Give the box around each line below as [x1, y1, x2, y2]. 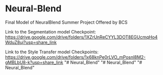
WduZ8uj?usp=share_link [5, 39, 57, 45]
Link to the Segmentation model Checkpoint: [5, 29, 96, 35]
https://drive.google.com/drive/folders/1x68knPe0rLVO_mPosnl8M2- [5, 54, 146, 60]
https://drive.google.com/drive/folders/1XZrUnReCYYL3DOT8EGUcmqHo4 [5, 34, 158, 40]
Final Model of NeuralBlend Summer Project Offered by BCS [5, 19, 128, 25]
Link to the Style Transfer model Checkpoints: [5, 49, 99, 55]
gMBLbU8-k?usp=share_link [5, 59, 63, 65]
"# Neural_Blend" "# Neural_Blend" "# [64, 59, 142, 65]
